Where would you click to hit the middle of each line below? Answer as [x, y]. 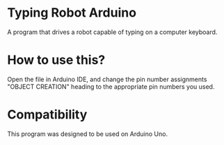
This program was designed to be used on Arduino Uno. [88, 134]
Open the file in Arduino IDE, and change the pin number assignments [107, 79]
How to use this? [56, 60]
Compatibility [47, 115]
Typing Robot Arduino [72, 13]
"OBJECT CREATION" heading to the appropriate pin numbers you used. [111, 86]
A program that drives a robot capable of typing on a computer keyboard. [112, 32]
